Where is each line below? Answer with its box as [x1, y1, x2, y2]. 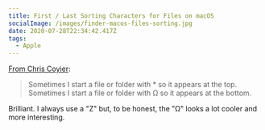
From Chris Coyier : [8, 64, 71, 73]
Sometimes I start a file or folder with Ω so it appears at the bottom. [27, 88, 252, 98]
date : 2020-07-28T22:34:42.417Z [8, 27, 117, 35]
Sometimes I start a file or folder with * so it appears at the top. [27, 80, 238, 90]
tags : [8, 34, 27, 43]
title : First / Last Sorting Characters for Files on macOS [8, 11, 215, 20]
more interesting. [8, 112, 65, 122]
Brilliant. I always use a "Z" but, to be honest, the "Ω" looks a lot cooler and [8, 104, 258, 114]
